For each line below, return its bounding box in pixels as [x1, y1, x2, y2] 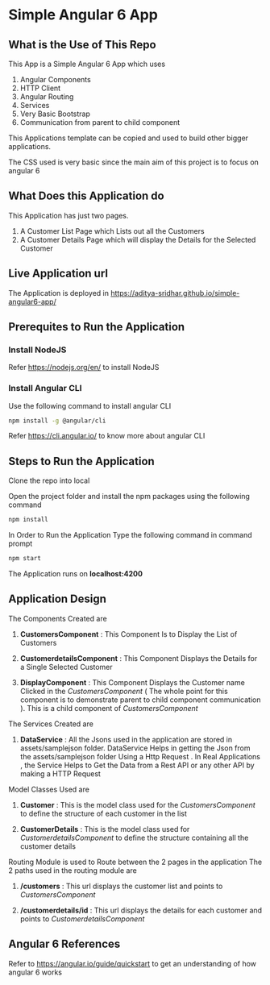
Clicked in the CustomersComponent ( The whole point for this [19, 686, 228, 696]
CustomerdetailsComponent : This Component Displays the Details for [19, 653, 258, 663]
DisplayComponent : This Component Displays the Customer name [19, 677, 246, 687]
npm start [8, 555, 42, 563]
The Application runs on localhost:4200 [8, 569, 143, 579]
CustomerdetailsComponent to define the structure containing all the [19, 833, 249, 842]
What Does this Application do [8, 189, 164, 203]
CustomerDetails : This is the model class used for [19, 824, 190, 833]
